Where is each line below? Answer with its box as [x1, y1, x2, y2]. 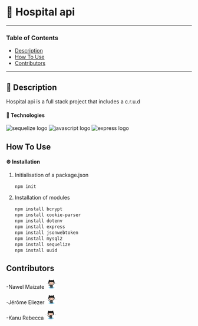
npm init [14, 183, 37, 190]
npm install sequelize [14, 242, 71, 247]
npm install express [14, 224, 65, 230]
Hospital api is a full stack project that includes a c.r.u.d [6, 98, 140, 105]
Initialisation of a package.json [14, 171, 89, 178]
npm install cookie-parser [14, 212, 81, 218]
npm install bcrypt [14, 206, 63, 212]
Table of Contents [6, 34, 59, 42]
